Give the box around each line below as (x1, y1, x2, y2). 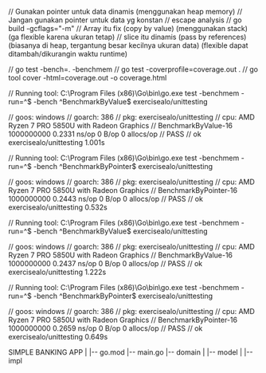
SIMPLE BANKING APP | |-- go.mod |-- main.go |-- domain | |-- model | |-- (8, 347, 253, 357)
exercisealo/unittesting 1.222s (8, 267, 107, 277)
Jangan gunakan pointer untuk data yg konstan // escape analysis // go (8, 15, 242, 25)
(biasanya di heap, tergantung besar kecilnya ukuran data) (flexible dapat (8, 41, 248, 50)
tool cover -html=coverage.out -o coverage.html (8, 73, 167, 82)
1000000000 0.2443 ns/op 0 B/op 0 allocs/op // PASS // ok (8, 194, 203, 203)
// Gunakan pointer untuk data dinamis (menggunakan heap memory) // (8, 7, 243, 16)
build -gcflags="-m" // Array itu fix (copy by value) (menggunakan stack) (8, 24, 248, 33)
